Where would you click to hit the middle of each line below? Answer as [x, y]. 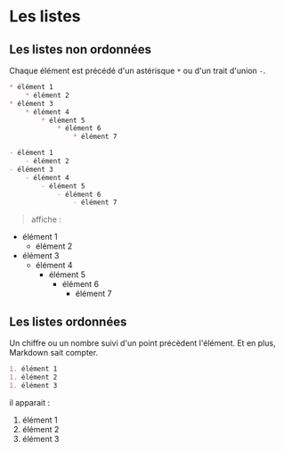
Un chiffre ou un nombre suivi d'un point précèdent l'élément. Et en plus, [142, 343]
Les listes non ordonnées [80, 49]
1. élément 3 [33, 385]
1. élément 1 [33, 369]
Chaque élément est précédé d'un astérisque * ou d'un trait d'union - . [138, 70]
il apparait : [30, 402]
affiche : [46, 219]
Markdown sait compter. [54, 353]
